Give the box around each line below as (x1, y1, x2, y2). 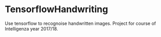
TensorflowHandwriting (5, 4, 108, 15)
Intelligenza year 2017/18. (5, 25, 58, 31)
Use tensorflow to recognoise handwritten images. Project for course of (5, 20, 156, 26)
